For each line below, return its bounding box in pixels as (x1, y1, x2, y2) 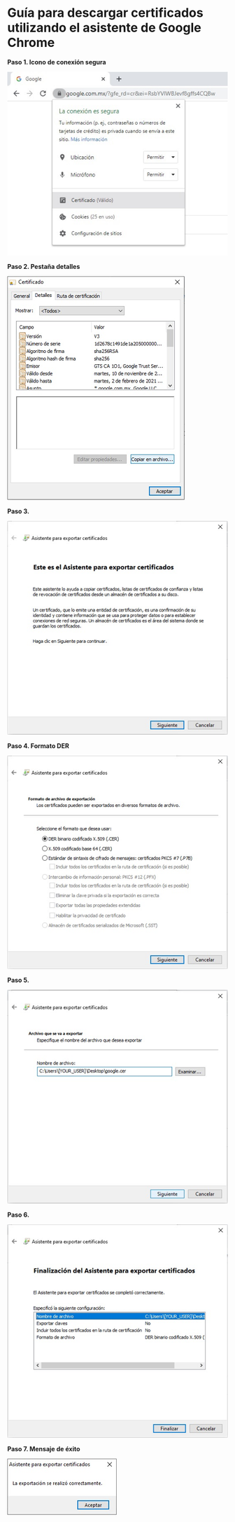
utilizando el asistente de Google (7, 20, 201, 36)
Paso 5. (7, 976, 29, 985)
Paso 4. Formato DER (7, 741, 70, 750)
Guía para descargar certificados (7, 5, 204, 21)
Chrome (7, 35, 55, 50)
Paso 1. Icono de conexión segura (7, 57, 106, 66)
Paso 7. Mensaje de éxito (7, 1445, 80, 1453)
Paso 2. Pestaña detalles (7, 262, 80, 270)
